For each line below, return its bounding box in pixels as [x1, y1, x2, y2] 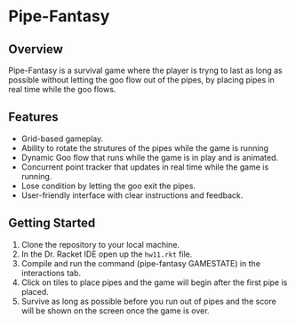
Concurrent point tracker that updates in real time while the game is [20, 162, 269, 172]
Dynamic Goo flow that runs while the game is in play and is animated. [20, 152, 279, 162]
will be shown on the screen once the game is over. [20, 305, 210, 316]
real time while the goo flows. [8, 84, 116, 94]
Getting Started [8, 216, 96, 231]
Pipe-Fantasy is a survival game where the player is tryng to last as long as [8, 65, 283, 75]
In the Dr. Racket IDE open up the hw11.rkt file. [20, 249, 193, 259]
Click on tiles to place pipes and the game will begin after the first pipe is [20, 277, 288, 288]
